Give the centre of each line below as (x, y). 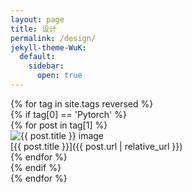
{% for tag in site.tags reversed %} (82, 103)
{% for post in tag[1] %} (59, 125)
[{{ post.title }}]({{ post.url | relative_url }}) (96, 146)
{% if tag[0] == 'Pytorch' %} (68, 114)
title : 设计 (33, 29)
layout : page (37, 19)
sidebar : (46, 66)
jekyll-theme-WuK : (48, 47)
